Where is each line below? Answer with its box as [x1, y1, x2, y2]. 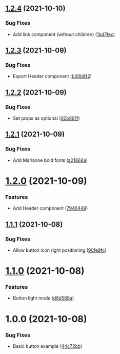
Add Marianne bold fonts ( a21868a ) [12, 157, 88, 163]
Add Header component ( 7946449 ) [12, 205, 88, 211]
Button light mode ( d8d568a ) [12, 295, 74, 301]
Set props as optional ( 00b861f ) [12, 115, 81, 121]
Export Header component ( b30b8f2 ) [12, 73, 92, 79]
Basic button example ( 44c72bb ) [12, 343, 83, 349]
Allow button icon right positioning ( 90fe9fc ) [12, 247, 107, 253]
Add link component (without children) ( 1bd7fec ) [12, 31, 115, 38]
